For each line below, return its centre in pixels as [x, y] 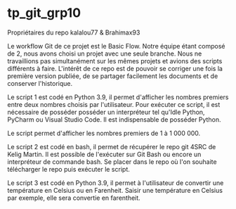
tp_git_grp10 [44, 13]
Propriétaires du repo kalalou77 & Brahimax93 [74, 32]
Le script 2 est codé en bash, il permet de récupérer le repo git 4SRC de [112, 146]
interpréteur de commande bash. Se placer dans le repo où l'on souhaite [112, 161]
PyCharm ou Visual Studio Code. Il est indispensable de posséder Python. [114, 119]
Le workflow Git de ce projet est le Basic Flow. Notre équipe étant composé [116, 46]
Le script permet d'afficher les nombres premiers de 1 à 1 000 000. [104, 133]
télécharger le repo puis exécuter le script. [68, 169]
